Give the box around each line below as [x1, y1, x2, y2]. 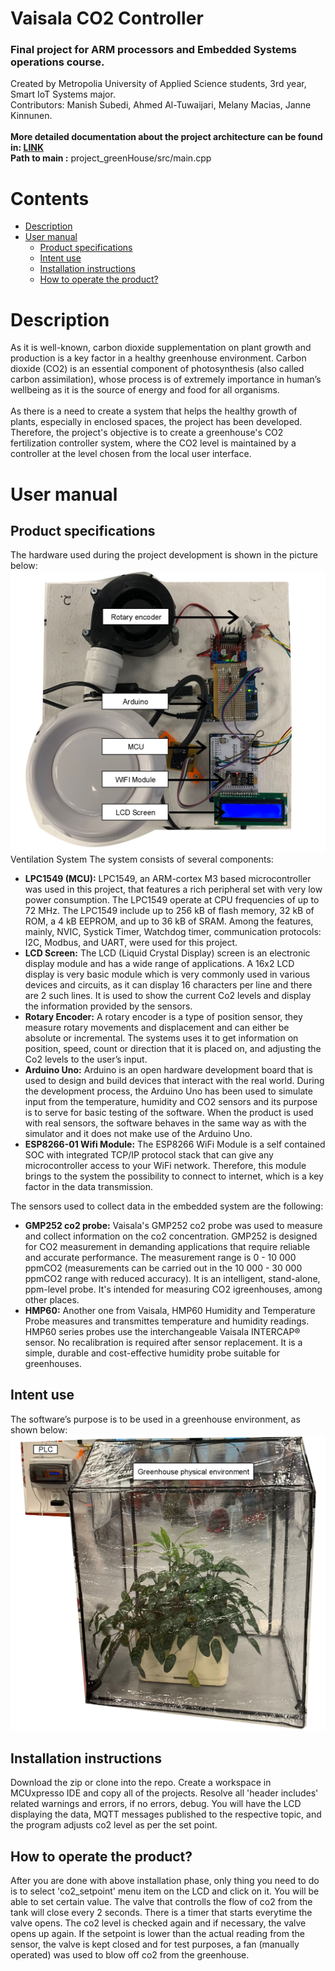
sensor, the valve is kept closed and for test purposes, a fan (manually [10, 1938, 300, 1951]
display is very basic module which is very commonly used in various [24, 968, 311, 980]
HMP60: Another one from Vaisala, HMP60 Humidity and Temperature [24, 1304, 316, 1316]
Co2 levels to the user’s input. [24, 1053, 148, 1065]
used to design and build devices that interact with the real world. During [24, 1074, 325, 1086]
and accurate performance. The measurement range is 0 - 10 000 [24, 1251, 297, 1263]
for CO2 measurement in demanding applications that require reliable [24, 1240, 311, 1252]
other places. [24, 1293, 80, 1306]
